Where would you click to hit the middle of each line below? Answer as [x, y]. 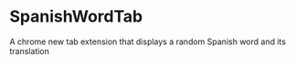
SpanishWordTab [76, 17]
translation [30, 50]
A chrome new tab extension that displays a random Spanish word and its [147, 41]
